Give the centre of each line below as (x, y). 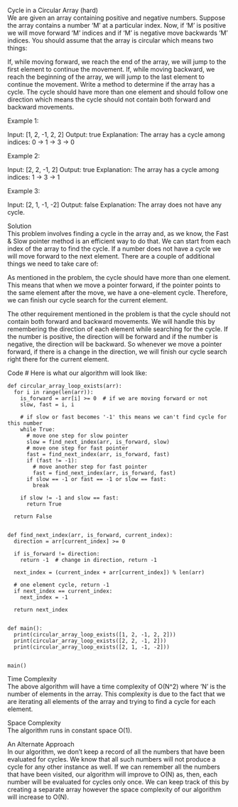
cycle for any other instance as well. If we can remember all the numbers (114, 767)
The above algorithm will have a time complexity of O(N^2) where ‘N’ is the (117, 686)
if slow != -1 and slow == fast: (70, 498)
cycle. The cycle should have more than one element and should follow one (118, 92)
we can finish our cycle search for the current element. (88, 300)
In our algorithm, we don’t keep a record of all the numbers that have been (116, 752)
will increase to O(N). (38, 797)
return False (33, 516)
